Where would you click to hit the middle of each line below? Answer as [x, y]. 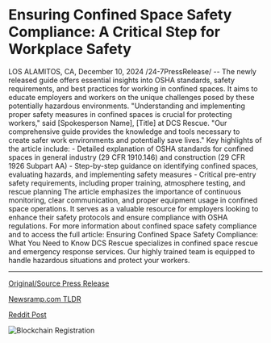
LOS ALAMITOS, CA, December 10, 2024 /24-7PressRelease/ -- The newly [132, 71]
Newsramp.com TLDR [45, 299]
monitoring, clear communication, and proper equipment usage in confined [133, 200]
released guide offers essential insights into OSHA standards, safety [122, 80]
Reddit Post [27, 314]
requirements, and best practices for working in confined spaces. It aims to [133, 88]
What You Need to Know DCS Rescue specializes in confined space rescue [133, 243]
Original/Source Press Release [59, 283]
